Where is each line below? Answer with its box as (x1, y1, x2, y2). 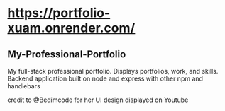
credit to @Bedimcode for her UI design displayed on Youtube (7, 95, 189, 104)
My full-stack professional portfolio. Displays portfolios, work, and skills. (7, 67, 219, 75)
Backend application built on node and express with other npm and (7, 74, 204, 83)
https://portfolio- (7, 5, 111, 21)
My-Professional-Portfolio (7, 48, 126, 60)
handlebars (7, 82, 40, 90)
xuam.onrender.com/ (7, 20, 136, 36)
